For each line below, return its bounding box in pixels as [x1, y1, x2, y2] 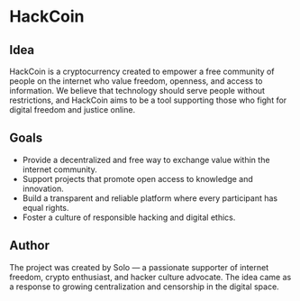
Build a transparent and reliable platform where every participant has [22, 192, 278, 204]
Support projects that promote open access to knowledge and [22, 173, 254, 184]
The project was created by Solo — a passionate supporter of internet [9, 261, 268, 272]
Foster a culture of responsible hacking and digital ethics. [22, 212, 236, 223]
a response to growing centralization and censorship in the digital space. [9, 281, 279, 292]
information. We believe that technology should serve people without [9, 86, 266, 96]
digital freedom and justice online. [9, 105, 136, 114]
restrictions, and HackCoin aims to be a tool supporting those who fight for [9, 95, 287, 105]
